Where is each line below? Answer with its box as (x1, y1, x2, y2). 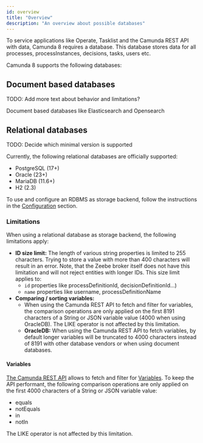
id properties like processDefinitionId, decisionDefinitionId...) (24, 282, 177, 289)
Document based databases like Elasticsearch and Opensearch (6, 107, 165, 114)
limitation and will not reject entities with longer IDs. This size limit (15, 269, 181, 276)
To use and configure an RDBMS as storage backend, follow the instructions (6, 196, 198, 203)
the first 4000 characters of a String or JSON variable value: (6, 387, 157, 394)
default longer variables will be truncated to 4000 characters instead (24, 333, 197, 341)
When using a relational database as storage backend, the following (6, 231, 176, 239)
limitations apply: (6, 238, 49, 245)
